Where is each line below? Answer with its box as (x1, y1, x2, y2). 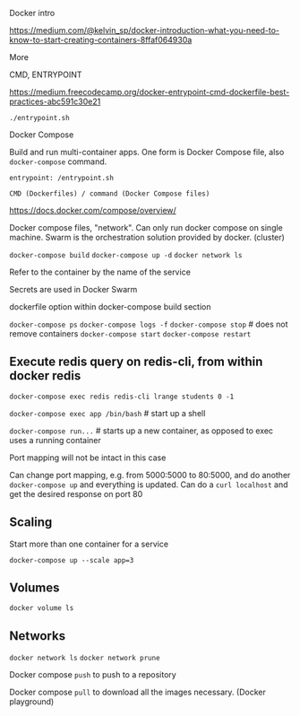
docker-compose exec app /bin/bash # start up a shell (9, 407, 206, 418)
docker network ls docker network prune (9, 654, 160, 663)
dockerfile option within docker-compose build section (9, 301, 211, 312)
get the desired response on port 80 (9, 488, 143, 499)
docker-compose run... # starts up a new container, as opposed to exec (9, 425, 274, 436)
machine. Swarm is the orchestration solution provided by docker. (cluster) (9, 232, 285, 242)
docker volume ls (9, 604, 74, 613)
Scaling (9, 515, 53, 530)
